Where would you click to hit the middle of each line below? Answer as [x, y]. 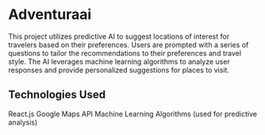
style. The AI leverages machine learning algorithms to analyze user [119, 62]
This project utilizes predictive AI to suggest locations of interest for [119, 36]
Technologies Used [57, 95]
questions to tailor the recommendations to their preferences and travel [125, 53]
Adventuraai [50, 15]
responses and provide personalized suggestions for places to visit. [119, 69]
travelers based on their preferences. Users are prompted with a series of [129, 44]
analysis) [23, 122]
